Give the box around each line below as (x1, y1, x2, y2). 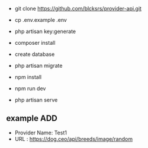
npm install (14, 74, 42, 80)
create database (14, 51, 55, 58)
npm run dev (14, 85, 46, 92)
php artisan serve (14, 97, 58, 103)
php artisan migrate (14, 62, 63, 69)
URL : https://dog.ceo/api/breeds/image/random (14, 135, 133, 142)
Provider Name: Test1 (14, 129, 67, 136)
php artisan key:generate (14, 28, 76, 35)
